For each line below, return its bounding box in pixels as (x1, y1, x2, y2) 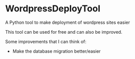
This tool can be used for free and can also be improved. (5, 29, 122, 35)
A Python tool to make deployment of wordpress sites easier (5, 19, 130, 25)
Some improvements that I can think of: (5, 38, 87, 45)
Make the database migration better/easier (12, 48, 101, 54)
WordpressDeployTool (5, 3, 100, 14)
